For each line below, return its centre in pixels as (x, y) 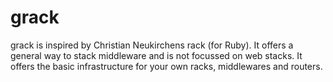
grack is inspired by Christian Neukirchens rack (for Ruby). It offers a (152, 45)
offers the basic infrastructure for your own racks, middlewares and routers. (166, 66)
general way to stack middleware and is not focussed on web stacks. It (156, 55)
